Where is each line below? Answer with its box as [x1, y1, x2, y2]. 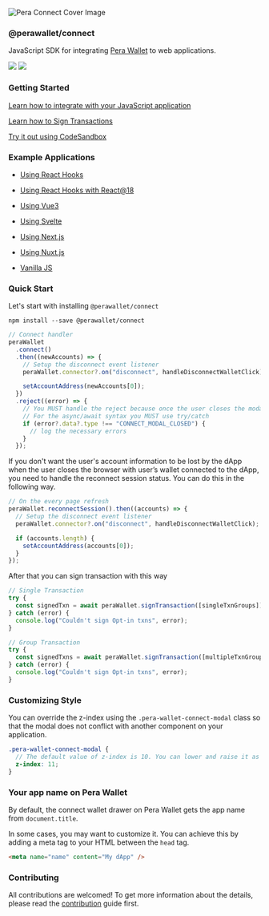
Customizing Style [8, 694, 82, 705]
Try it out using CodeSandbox [8, 131, 106, 141]
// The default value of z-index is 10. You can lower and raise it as [15, 753, 260, 761]
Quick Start [8, 283, 54, 294]
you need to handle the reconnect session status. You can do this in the [8, 474, 245, 483]
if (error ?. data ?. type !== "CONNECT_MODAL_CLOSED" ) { [22, 419, 206, 428]
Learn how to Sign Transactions [8, 116, 114, 126]
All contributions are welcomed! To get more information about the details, [8, 890, 254, 900]
